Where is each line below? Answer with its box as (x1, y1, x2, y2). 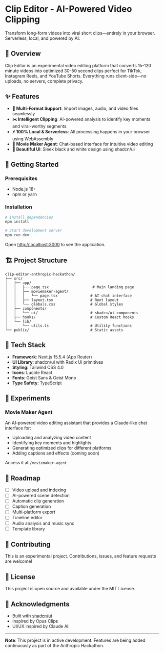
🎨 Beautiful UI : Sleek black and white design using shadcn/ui (12, 146, 135, 152)
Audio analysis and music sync (12, 520, 75, 526)
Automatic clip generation (12, 498, 64, 504)
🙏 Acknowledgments (5, 600, 70, 608)
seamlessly (12, 110, 35, 116)
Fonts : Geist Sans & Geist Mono (12, 375, 77, 380)
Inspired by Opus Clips (12, 618, 58, 624)
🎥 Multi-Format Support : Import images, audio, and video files (12, 105, 138, 111)
